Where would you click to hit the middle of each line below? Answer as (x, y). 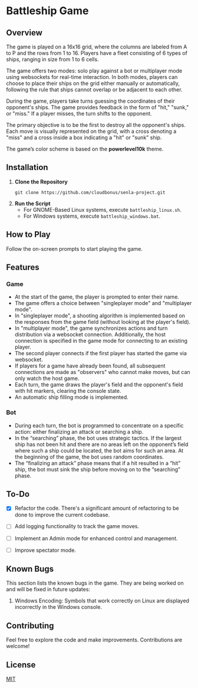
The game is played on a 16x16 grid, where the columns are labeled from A (97, 47)
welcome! (18, 646)
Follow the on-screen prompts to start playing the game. (75, 248)
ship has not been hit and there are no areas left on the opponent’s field (101, 444)
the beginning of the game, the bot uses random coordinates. (89, 457)
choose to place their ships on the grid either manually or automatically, (93, 83)
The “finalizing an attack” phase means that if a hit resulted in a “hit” (98, 463)
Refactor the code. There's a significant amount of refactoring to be (97, 508)
